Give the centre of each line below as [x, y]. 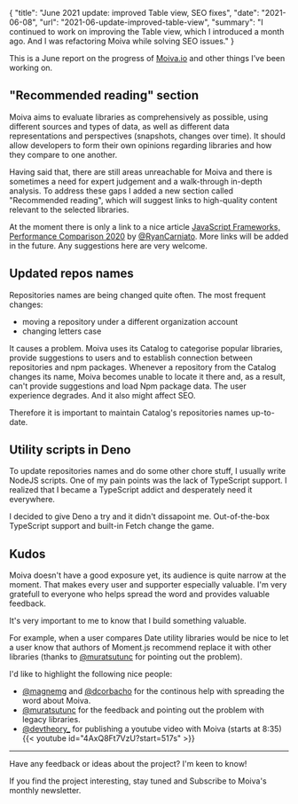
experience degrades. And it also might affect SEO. [102, 395]
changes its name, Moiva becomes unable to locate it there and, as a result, [147, 376]
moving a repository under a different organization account [130, 321]
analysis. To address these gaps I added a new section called [121, 191]
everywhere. [32, 500]
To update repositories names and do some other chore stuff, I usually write [148, 471]
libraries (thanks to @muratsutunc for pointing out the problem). [126, 657]
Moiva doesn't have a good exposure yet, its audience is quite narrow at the [148, 575]
